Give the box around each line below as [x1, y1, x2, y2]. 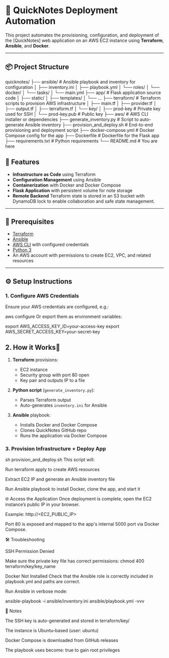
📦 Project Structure [5, 63, 69, 71]
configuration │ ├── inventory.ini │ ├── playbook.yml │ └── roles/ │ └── [5, 84, 160, 90]
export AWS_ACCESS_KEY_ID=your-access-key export [5, 323, 120, 330]
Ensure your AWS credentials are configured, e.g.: [5, 304, 109, 310]
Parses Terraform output [20, 397, 71, 403]
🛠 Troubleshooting [5, 537, 45, 543]
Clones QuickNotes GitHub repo [20, 427, 87, 433]
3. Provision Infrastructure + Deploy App [5, 445, 107, 452]
